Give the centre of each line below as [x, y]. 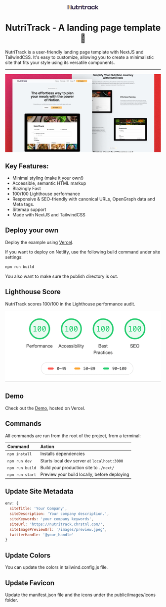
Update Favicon [30, 583]
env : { [12, 504]
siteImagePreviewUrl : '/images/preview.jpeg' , [58, 529]
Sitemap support [29, 209]
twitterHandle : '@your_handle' [42, 535]
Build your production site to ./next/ [77, 467]
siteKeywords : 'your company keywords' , [52, 519]
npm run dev [20, 461]
